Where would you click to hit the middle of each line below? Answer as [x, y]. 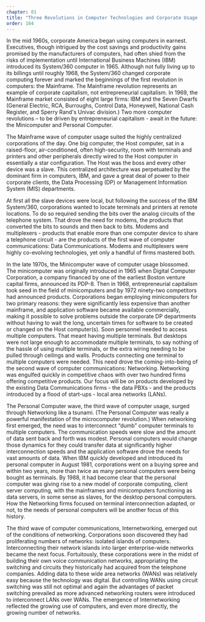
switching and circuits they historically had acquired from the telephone [96, 567]
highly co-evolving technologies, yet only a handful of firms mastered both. [101, 253]
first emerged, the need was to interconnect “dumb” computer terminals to [100, 426]
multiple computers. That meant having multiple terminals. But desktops [97, 336]
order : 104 [20, 23]
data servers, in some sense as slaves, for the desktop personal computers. [102, 497]
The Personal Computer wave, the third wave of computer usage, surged [98, 406]
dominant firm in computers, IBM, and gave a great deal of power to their [98, 176]
